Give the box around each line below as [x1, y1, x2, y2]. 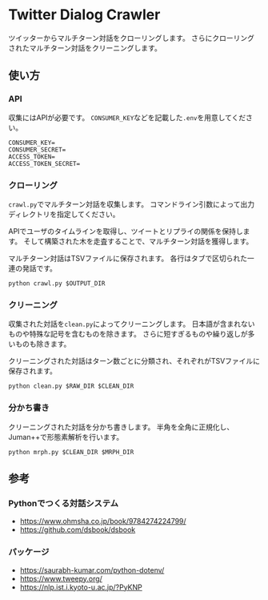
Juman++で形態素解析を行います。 [8, 432, 124, 441]
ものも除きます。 [14, 339, 71, 349]
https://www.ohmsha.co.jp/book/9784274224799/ [19, 517, 186, 526]
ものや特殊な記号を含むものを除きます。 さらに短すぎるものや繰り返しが [8, 329, 248, 339]
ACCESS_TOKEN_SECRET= [8, 159, 81, 167]
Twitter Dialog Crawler [8, 6, 161, 24]
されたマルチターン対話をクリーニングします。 [8, 42, 162, 53]
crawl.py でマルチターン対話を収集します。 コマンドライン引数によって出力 [8, 199, 254, 209]
